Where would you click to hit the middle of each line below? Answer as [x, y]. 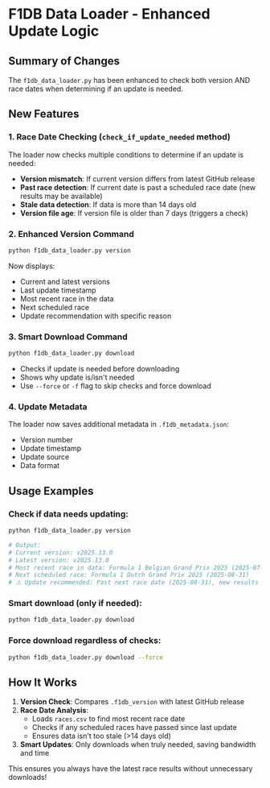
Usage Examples [51, 491]
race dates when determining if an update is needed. [96, 89]
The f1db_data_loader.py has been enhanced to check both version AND [129, 80]
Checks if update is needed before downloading [100, 369]
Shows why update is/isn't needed [77, 377]
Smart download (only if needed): [75, 603]
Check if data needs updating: [68, 514]
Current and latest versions [65, 281]
